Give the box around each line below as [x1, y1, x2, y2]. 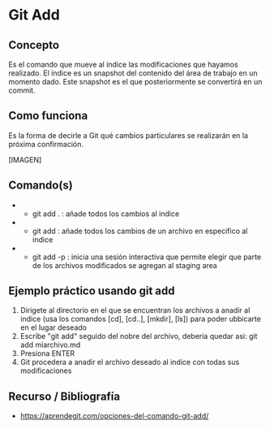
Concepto [8, 38, 59, 52]
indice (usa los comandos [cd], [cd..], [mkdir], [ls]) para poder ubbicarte [19, 314, 262, 324]
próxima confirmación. [8, 139, 84, 149]
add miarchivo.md [19, 340, 81, 350]
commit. [8, 85, 36, 95]
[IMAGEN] [8, 154, 42, 164]
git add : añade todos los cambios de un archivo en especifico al [32, 226, 248, 236]
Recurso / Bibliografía [8, 389, 120, 403]
